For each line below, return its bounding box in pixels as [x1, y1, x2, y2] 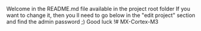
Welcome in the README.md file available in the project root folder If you [6, 5, 191, 12]
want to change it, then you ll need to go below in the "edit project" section [6, 12, 195, 19]
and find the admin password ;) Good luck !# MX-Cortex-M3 [6, 18, 159, 25]
